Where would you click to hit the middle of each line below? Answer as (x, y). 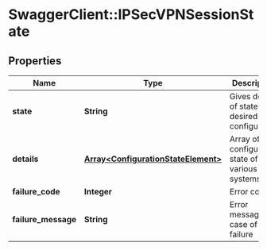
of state (244, 106)
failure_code (37, 192)
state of (244, 159)
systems (245, 179)
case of (244, 224)
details (25, 159)
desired (244, 116)
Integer (98, 192)
